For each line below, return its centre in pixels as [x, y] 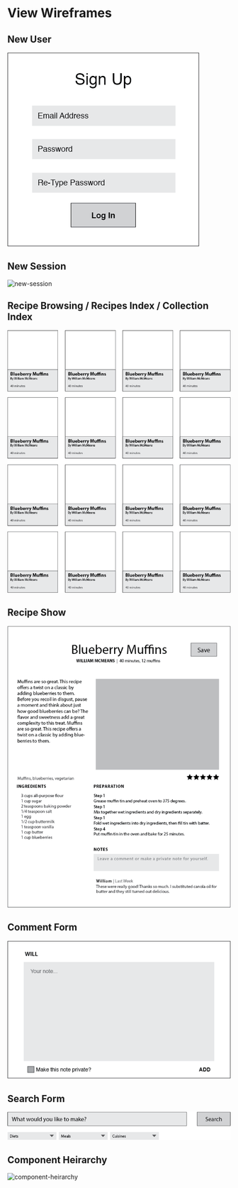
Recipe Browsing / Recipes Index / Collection [108, 306]
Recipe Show [37, 612]
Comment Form [42, 927]
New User [29, 39]
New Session [37, 266]
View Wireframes [59, 13]
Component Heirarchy [57, 1160]
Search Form [36, 1098]
